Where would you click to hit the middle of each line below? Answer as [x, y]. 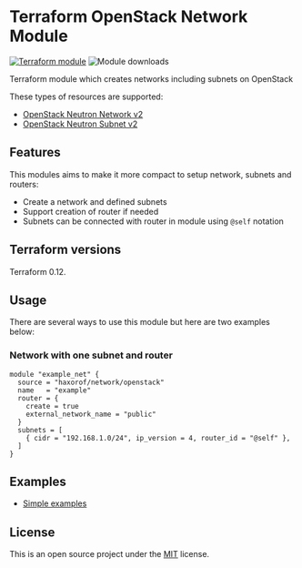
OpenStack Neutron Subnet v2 [80, 124]
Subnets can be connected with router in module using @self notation [153, 221]
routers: [24, 184]
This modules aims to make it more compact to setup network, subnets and [151, 174]
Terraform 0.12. [38, 271]
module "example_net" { [55, 374]
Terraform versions [65, 250]
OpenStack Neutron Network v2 [83, 114]
